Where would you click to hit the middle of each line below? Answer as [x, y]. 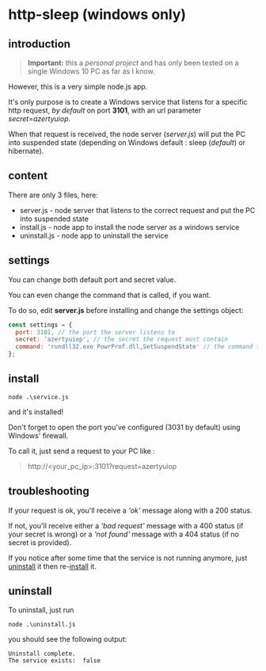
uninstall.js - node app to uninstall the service [94, 235]
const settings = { [40, 325]
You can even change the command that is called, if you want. [110, 295]
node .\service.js [38, 397]
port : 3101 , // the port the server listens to [95, 332]
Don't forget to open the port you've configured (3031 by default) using [124, 427]
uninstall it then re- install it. [52, 566]
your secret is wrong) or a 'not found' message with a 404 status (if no [123, 534]
